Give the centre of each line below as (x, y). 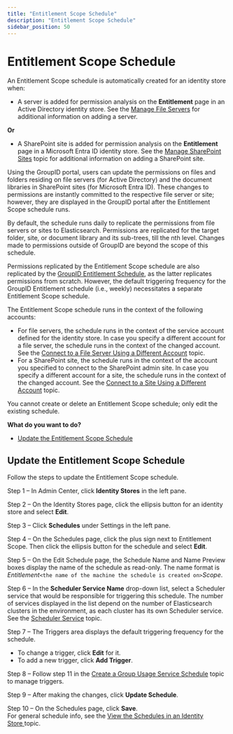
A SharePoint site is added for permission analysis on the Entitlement (118, 144)
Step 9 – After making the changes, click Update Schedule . (93, 695)
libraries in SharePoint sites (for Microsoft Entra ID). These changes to (108, 187)
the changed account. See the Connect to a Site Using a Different (112, 383)
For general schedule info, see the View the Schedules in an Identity (106, 716)
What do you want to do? (44, 425)
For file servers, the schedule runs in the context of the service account (121, 331)
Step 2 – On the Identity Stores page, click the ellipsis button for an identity (115, 504)
